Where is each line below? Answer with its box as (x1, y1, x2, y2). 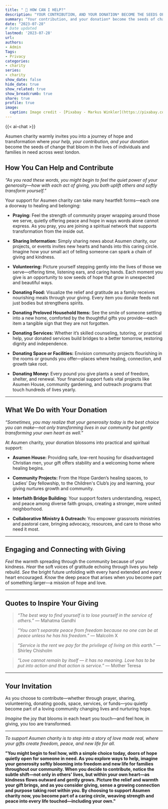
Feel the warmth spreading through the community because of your (5, 559, 145, 565)
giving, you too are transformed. (5, 720, 71, 726)
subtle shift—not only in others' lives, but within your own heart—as (5, 771, 150, 777)
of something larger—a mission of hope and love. (5, 580, 107, 586)
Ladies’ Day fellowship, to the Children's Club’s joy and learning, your (12, 480, 155, 486)
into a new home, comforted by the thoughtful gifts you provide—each (12, 315, 157, 321)
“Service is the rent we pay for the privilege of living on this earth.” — (17, 642, 161, 648)
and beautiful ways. (12, 279, 53, 285)
